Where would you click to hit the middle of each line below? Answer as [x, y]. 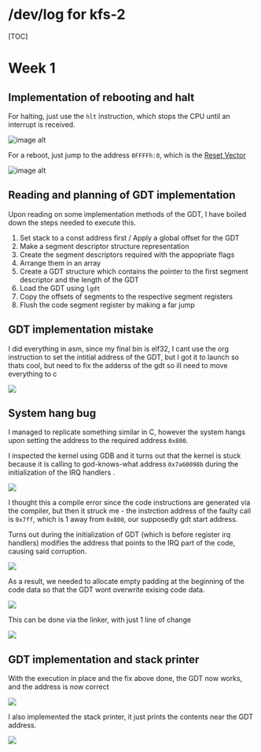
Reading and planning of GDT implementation [122, 195]
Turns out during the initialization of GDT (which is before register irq [119, 534]
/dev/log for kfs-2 [67, 15]
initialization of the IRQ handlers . [62, 473]
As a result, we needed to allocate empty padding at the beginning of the [127, 582]
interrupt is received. [42, 125]
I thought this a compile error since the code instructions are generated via [129, 503]
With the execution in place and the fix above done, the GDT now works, [125, 679]
